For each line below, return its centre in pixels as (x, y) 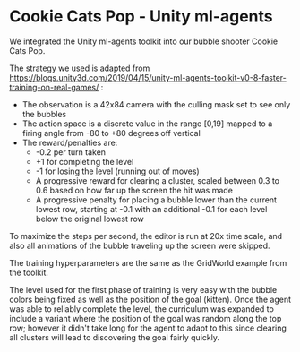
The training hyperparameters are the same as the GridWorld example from (148, 262)
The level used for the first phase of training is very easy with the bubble (143, 289)
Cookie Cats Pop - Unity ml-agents (141, 17)
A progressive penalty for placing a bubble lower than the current (156, 200)
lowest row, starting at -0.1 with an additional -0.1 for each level (151, 209)
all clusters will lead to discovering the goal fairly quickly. (114, 337)
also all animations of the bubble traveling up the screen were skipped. (140, 245)
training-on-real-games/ (54, 87)
